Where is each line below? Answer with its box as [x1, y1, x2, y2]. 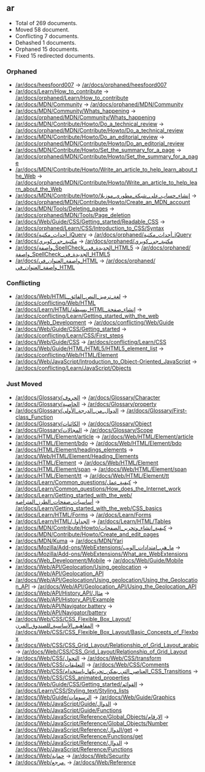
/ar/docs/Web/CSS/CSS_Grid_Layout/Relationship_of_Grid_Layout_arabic [15, 641, 199, 649]
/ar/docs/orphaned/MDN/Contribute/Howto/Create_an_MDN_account [15, 199, 191, 206]
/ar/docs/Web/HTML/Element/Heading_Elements [15, 452, 139, 460]
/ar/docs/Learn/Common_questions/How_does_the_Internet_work [15, 485, 181, 492]
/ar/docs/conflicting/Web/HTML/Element [15, 351, 118, 359]
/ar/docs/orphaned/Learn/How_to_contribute [15, 94, 129, 102]
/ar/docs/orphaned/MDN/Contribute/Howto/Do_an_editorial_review [15, 140, 185, 147]
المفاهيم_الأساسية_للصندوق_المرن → [15, 622, 100, 629]
